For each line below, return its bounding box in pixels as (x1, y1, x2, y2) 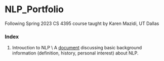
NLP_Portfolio (5, 4, 64, 15)
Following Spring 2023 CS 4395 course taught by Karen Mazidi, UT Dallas (5, 20, 159, 26)
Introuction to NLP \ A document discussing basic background (12, 45, 142, 51)
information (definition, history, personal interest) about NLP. (12, 50, 139, 56)
